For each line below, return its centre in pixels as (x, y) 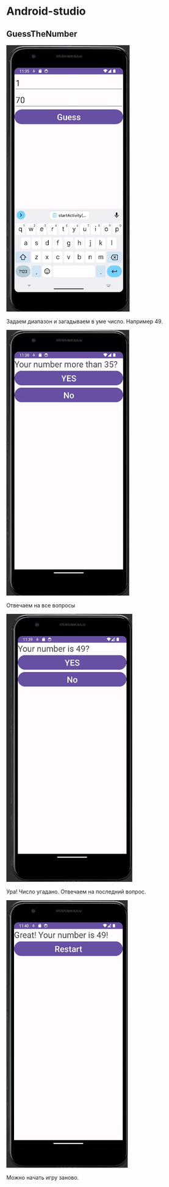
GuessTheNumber (42, 34)
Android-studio (46, 11)
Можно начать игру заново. (43, 1178)
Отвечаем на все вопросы (41, 605)
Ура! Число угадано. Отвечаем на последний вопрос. (76, 892)
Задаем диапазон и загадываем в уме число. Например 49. (85, 321)
